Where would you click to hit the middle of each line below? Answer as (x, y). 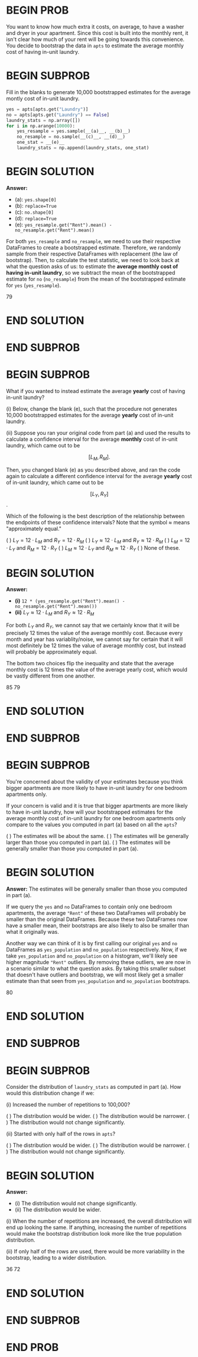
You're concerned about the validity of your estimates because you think (95, 782)
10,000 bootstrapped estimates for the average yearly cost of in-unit (90, 415)
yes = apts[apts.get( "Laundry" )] (47, 109)
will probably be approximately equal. (52, 652)
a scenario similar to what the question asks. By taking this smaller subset (96, 969)
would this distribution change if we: (50, 1093)
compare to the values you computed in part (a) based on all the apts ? (92, 825)
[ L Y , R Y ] (99, 494)
